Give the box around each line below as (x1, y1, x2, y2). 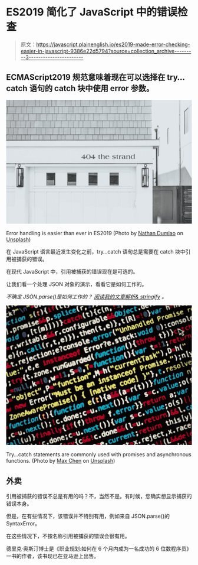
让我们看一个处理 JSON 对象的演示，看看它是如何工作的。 (6, 281, 147, 288)
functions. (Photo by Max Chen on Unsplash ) (6, 457, 115, 465)
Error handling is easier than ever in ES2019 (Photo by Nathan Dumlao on (6, 230, 184, 237)
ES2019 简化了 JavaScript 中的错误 (6, 5, 178, 19)
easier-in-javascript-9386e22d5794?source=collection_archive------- (20, 47, 192, 54)
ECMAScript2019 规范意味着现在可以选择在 (6, 72, 166, 83)
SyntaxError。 (6, 520, 40, 527)
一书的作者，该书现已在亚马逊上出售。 (6, 553, 99, 560)
